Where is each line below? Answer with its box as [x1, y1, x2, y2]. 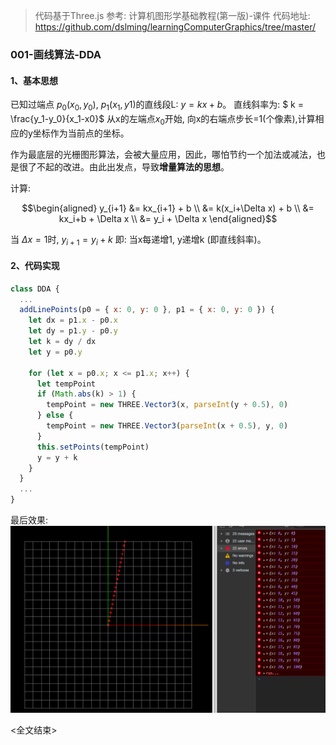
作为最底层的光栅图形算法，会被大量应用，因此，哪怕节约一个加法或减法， [10, 148, 317, 160]
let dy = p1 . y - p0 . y [28, 326, 118, 336]
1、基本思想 [10, 74, 59, 86]
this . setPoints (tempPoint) [36, 442, 150, 452]
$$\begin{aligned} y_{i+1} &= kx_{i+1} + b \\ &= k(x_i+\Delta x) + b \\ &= [21, 202, 315, 214]
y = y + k [36, 452, 78, 463]
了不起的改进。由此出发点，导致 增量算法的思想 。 [27, 160, 230, 173]
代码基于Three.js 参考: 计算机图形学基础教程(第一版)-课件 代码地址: [34, 10, 311, 21]
